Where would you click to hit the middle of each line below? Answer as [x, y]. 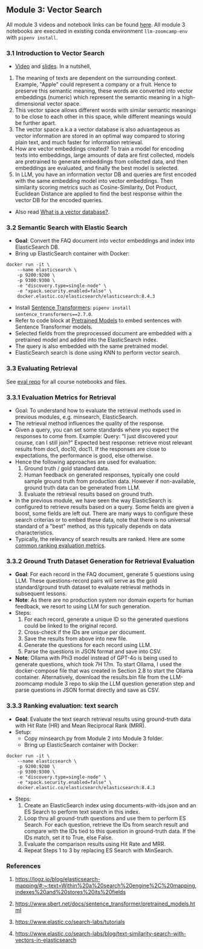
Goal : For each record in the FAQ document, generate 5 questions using [105, 574]
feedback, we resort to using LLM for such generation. [83, 606]
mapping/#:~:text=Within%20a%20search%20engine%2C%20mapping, [106, 885]
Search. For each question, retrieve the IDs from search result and [106, 824]
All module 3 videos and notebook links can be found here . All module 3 [96, 24]
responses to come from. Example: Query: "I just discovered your [96, 436]
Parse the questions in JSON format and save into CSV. [93, 652]
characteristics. [34, 533]
